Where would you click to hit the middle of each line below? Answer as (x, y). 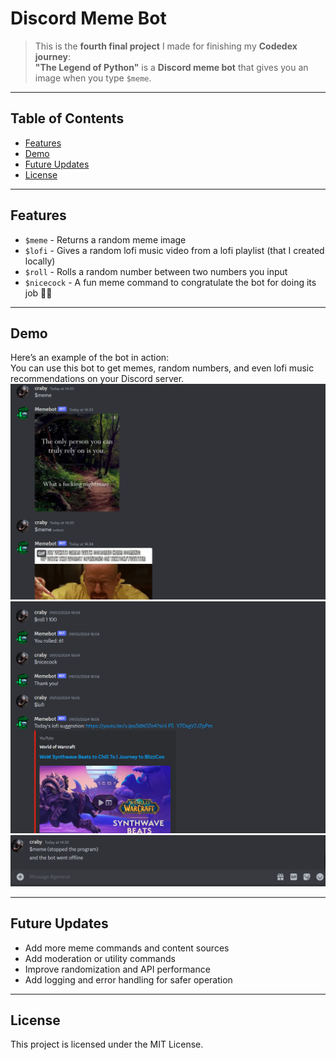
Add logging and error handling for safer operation (128, 979)
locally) (40, 261)
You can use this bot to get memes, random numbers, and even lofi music (162, 368)
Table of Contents (67, 118)
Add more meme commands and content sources (127, 948)
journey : (52, 56)
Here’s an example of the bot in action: (90, 358)
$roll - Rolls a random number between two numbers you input (156, 271)
